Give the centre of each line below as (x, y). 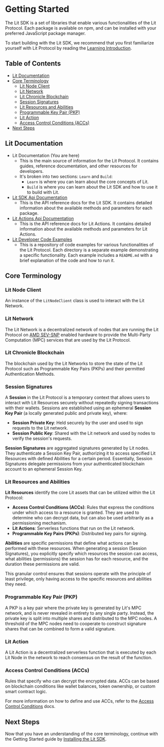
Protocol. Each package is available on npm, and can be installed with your (81, 28)
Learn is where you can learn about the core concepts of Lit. (88, 182)
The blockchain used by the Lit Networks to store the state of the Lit (74, 363)
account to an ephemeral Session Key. (44, 469)
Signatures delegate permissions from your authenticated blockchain (75, 464)
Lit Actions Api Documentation (43, 218)
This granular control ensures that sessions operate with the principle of (78, 574)
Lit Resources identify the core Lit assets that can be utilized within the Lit (80, 493)
